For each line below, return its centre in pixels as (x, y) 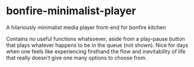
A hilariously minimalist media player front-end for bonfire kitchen (86, 27)
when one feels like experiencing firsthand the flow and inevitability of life (96, 51)
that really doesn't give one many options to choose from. (77, 58)
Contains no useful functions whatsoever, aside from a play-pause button (96, 39)
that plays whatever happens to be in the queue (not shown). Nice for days (97, 45)
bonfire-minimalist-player (71, 11)
